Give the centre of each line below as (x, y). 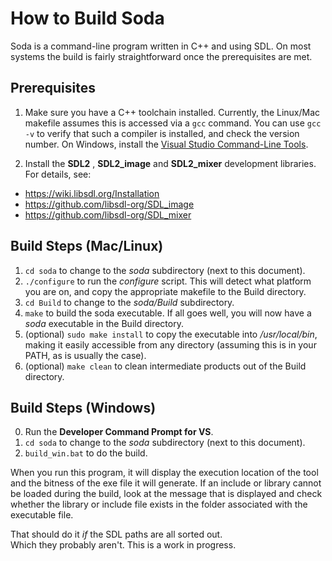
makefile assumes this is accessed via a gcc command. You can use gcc (173, 123)
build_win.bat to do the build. (86, 453)
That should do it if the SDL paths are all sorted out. (116, 534)
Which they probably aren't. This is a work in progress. (123, 545)
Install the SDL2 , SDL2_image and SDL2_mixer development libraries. (170, 163)
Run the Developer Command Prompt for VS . (119, 432)
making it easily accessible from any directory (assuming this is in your (170, 344)
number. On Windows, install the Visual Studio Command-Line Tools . (166, 144)
